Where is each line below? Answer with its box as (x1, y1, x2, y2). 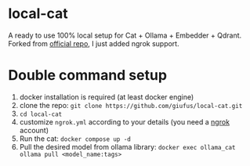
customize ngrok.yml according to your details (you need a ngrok (19, 117, 230, 126)
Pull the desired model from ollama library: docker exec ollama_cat (19, 142, 236, 151)
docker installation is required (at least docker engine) (19, 92, 194, 102)
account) (19, 125, 49, 135)
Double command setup (8, 67, 167, 85)
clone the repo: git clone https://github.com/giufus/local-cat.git (19, 100, 243, 110)
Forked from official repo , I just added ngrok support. (8, 38, 179, 48)
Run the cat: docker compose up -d (19, 134, 131, 143)
